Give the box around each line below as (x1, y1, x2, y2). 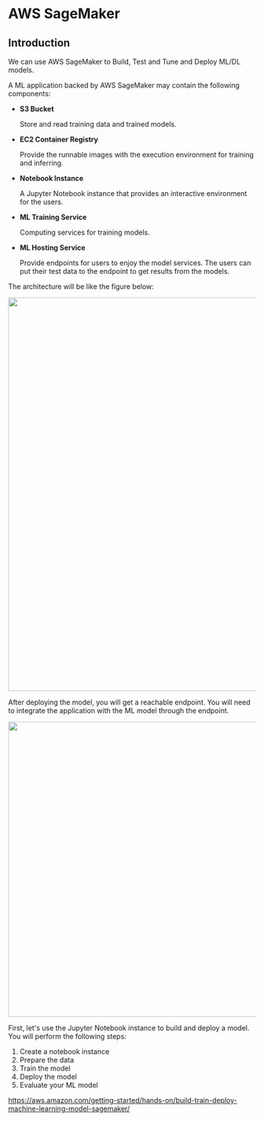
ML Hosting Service (19, 243, 86, 252)
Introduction (8, 36, 71, 50)
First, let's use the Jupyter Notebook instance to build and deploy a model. (8, 1023, 250, 1032)
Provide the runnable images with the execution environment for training (19, 150, 254, 159)
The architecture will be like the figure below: (8, 282, 155, 291)
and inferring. (19, 158, 64, 168)
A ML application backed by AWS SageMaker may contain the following (8, 80, 240, 90)
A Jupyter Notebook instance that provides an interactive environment (19, 189, 247, 198)
